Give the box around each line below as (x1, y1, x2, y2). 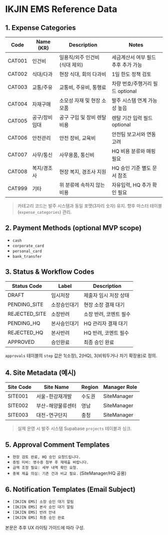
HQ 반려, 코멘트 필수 (83, 329, 129, 336)
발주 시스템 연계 (111, 97, 147, 104)
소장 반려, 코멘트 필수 (83, 310, 131, 317)
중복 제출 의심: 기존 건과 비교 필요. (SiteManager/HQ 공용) (12, 470, 126, 476)
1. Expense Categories (5, 24, 76, 32)
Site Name (43, 384, 69, 391)
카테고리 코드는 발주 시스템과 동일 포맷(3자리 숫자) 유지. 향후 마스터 (17, 203, 149, 209)
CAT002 (7, 71, 27, 77)
